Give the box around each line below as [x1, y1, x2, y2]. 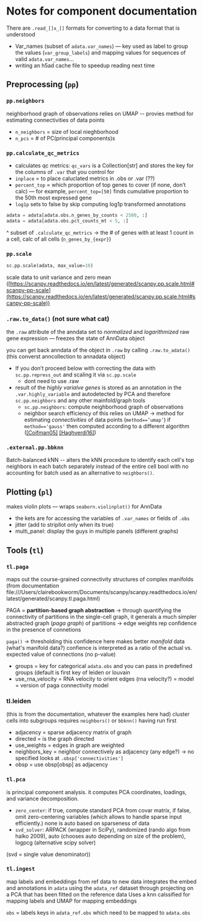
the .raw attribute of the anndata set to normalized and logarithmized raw [6, 329, 190, 336]
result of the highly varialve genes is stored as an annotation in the [15, 384, 182, 392]
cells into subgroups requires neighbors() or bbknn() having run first [6, 717, 177, 724]
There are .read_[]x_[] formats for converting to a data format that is [6, 24, 180, 32]
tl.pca [6, 776, 26, 783]
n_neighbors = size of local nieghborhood [15, 128, 119, 135]
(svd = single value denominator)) [6, 850, 91, 858]
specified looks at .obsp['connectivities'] [15, 755, 124, 762]
